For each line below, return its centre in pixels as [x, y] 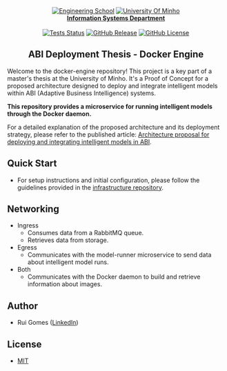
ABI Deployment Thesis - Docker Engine [116, 54]
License [24, 344]
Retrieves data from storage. [68, 240]
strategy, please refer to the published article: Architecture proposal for [108, 134]
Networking [33, 209]
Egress [27, 248]
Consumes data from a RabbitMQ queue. [86, 233]
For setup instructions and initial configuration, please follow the [108, 180]
